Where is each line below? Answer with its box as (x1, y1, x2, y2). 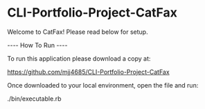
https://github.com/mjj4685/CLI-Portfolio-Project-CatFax (7, 68, 170, 76)
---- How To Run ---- (7, 41, 68, 49)
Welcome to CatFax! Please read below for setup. (7, 28, 148, 36)
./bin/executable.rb (7, 95, 62, 103)
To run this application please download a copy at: (7, 54, 151, 63)
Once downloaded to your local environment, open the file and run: (7, 81, 199, 89)
